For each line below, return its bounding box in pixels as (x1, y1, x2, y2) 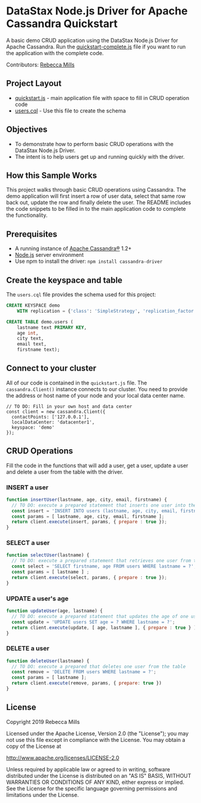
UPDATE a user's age (6, 594, 69, 602)
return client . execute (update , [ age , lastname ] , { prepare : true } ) (11, 625, 197, 631)
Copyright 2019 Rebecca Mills (6, 718, 80, 725)
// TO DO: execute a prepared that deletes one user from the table (11, 663, 186, 669)
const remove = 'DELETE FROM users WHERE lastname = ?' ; (11, 669, 157, 675)
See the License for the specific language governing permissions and (6, 784, 178, 792)
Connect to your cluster (6, 363, 97, 374)
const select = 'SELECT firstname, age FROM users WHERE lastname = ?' (11, 563, 194, 569)
